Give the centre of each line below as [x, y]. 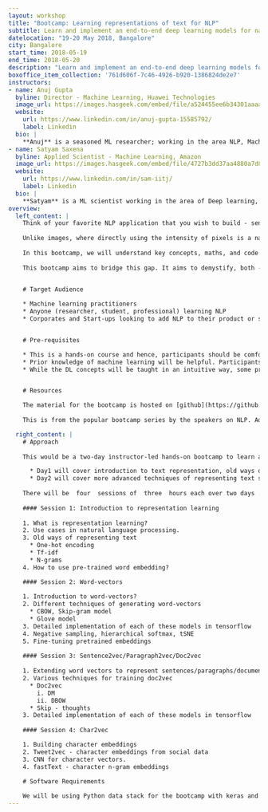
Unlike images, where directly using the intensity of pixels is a [137, 238]
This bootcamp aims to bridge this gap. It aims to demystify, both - [142, 268]
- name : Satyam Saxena [46, 149]
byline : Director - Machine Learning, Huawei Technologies [116, 97]
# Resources [42, 391]
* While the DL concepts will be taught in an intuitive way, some [137, 369]
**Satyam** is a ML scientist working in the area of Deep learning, [141, 201]
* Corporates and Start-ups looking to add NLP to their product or [139, 319]
